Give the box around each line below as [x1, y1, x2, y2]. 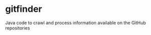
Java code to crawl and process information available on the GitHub [5, 20, 146, 26]
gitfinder [5, 3, 42, 15]
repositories [5, 25, 30, 31]
